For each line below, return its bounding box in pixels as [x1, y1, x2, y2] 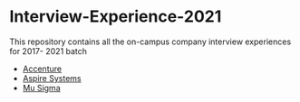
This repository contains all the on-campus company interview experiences [9, 36, 292, 47]
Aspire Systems [22, 72, 82, 83]
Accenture [22, 63, 62, 74]
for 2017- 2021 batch [9, 45, 88, 56]
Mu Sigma [22, 82, 61, 93]
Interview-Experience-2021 [9, 6, 222, 27]
